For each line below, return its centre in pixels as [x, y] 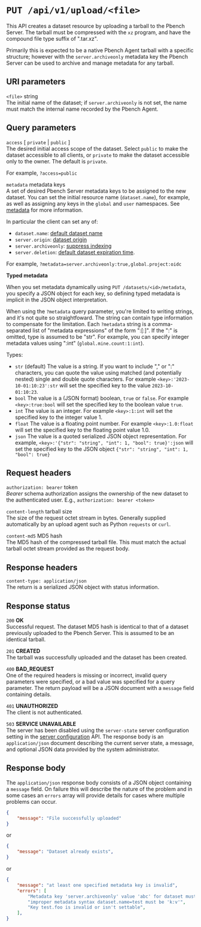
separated [19, 330]
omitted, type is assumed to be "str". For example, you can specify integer [98, 336]
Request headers [39, 472]
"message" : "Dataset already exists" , [65, 852]
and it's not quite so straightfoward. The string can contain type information [99, 317]
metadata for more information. [45, 210]
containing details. [29, 694]
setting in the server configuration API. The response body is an [85, 737]
